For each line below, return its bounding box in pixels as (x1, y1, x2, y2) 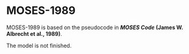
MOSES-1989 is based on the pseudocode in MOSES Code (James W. (6, 24, 184, 31)
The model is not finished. (6, 42, 72, 49)
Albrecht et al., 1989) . (6, 30, 62, 37)
